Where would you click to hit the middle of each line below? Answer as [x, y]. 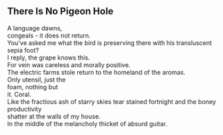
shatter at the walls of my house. [54, 116]
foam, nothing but [33, 87]
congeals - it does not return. [49, 35]
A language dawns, [35, 28]
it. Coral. [19, 94]
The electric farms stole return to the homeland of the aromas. [96, 72]
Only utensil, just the [36, 80]
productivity [24, 109]
